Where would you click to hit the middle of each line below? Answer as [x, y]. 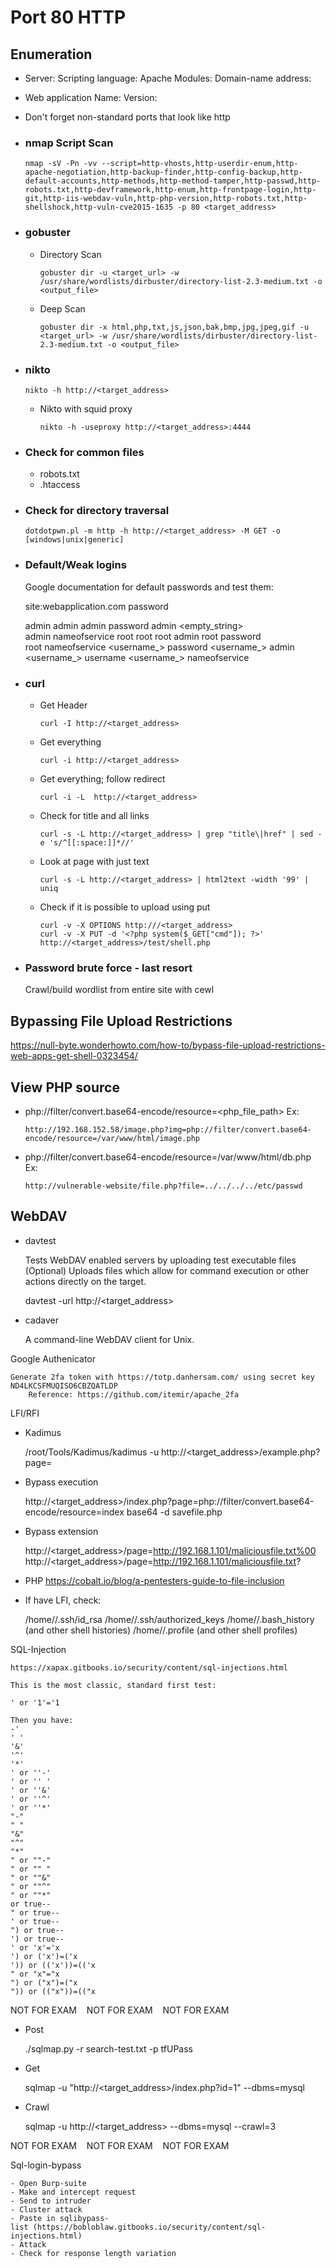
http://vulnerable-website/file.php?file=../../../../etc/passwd [163, 1186]
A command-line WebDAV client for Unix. [109, 1339]
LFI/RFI [25, 1413]
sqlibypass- [84, 2218]
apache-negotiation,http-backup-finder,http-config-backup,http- [163, 172]
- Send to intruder [51, 2201]
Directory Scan [70, 254]
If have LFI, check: [63, 1600]
